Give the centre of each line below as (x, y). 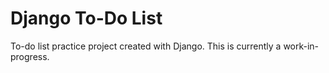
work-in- (301, 46)
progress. (30, 56)
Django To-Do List (86, 18)
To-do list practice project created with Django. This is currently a (146, 46)
